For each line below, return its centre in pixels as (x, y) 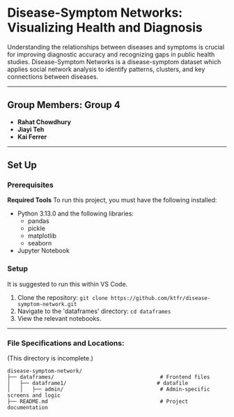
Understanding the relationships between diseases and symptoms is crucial (116, 47)
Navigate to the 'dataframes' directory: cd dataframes (94, 311)
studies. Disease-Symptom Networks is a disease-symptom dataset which (114, 61)
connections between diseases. (53, 76)
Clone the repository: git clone (62, 297)
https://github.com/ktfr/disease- (161, 298)
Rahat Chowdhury (44, 122)
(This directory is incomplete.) (50, 358)
